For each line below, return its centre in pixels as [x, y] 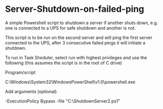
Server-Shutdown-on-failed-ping [75, 9]
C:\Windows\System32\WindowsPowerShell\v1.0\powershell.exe [70, 82]
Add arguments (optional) [31, 91]
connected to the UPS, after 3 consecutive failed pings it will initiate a [75, 42]
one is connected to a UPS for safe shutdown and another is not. [70, 28]
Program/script [20, 72]
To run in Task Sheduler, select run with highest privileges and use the [76, 57]
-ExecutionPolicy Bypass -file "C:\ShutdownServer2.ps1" [63, 101]
